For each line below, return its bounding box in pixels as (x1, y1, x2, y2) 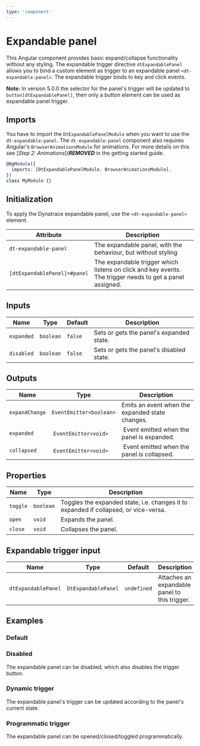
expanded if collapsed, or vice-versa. (60, 505, 166, 514)
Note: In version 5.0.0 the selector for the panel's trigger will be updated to (6, 85, 190, 92)
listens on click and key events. (94, 265, 182, 273)
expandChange (9, 409, 46, 416)
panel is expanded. (121, 433, 174, 442)
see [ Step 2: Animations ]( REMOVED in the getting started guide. (6, 150, 165, 157)
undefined (124, 585, 152, 591)
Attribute (35, 230, 62, 239)
